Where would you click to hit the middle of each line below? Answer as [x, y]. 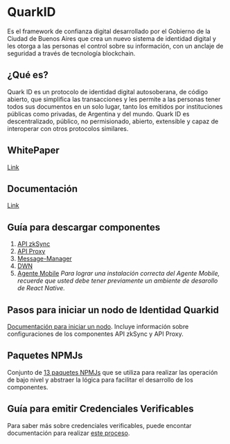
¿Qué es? [28, 75]
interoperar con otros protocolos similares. [68, 128]
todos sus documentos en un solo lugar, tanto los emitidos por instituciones [115, 106]
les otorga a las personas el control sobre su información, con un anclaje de [115, 46]
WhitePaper [34, 151]
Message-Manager [45, 259]
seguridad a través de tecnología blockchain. [71, 53]
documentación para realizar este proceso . [69, 433]
